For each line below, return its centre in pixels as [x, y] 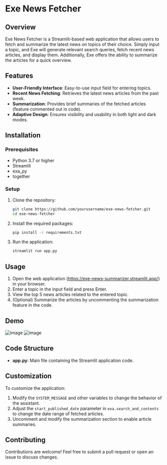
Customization [29, 376]
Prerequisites [22, 150]
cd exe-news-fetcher [34, 214]
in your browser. [29, 284]
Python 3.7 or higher [33, 160]
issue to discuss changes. [32, 457]
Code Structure [29, 349]
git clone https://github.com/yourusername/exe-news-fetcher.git [81, 209]
